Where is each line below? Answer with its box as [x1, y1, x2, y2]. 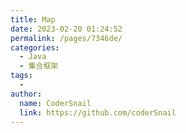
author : [10, 89, 43, 99]
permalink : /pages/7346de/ [10, 33, 123, 43]
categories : [10, 42, 60, 53]
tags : [10, 71, 33, 81]
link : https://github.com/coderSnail [19, 107, 177, 118]
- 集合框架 [19, 61, 59, 71]
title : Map [10, 14, 56, 25]
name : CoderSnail [19, 98, 92, 108]
